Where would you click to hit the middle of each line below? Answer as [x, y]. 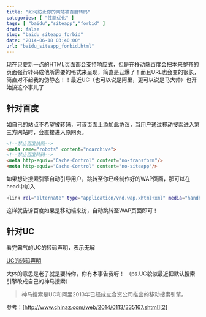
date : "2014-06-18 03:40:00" [44, 40]
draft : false [23, 29]
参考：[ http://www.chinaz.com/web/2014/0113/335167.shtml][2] [87, 307]
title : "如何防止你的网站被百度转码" [48, 12]
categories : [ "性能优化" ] [40, 18]
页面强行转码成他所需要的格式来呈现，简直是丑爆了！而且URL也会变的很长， [103, 72]
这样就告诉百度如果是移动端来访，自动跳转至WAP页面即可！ [82, 210]
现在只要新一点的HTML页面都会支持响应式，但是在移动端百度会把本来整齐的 [103, 64]
